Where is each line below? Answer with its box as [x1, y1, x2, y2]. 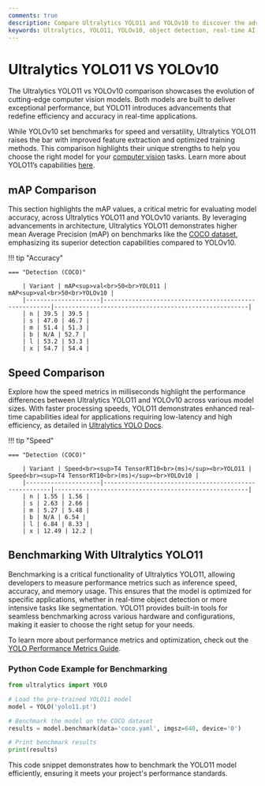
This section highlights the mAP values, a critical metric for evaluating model [8, 205, 257, 214]
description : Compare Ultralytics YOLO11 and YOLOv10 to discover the [8, 19, 245, 27]
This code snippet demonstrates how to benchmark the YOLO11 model [8, 760, 237, 770]
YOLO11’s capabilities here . [8, 160, 95, 170]
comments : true [8, 11, 58, 20]
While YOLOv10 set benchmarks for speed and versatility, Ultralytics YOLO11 [8, 127, 256, 137]
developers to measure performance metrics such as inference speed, [8, 577, 237, 587]
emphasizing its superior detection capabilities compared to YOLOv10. [8, 238, 237, 247]
